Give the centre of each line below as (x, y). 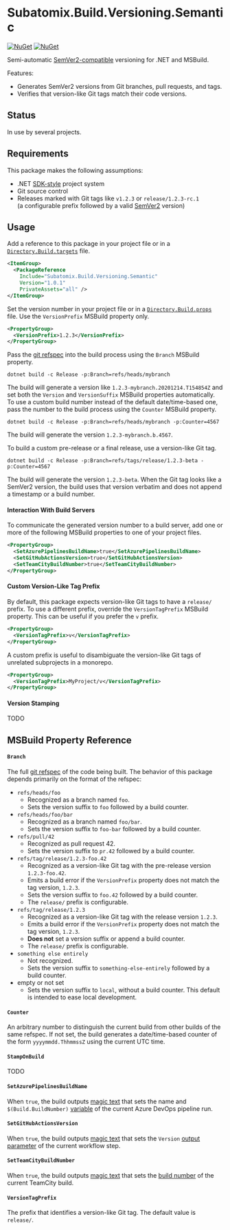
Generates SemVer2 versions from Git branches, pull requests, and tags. (119, 86)
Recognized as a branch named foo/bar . (84, 822)
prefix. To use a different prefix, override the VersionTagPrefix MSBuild (107, 609)
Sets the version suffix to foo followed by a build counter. (108, 807)
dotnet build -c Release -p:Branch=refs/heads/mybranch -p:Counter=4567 (113, 422)
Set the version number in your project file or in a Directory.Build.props (110, 309)
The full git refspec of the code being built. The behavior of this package (110, 772)
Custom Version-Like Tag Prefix (54, 586)
